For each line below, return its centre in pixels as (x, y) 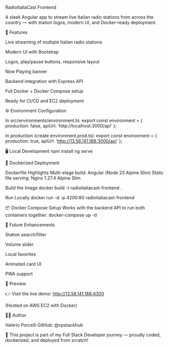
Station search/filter (26, 234)
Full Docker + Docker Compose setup (44, 91)
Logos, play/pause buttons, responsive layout (52, 62)
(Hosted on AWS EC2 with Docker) (41, 305)
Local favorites (21, 254)
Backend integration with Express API (44, 81)
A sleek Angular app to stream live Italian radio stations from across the (79, 17)
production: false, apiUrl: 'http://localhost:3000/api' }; (61, 126)
